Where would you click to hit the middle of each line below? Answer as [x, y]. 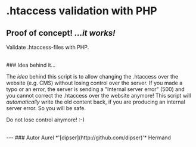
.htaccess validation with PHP [82, 11]
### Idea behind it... [31, 65]
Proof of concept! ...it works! [61, 33]
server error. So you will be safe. [46, 108]
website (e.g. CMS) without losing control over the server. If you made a [94, 83]
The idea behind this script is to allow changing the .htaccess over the [92, 76]
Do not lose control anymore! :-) [46, 120]
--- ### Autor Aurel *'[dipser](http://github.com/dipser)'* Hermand [89, 137]
